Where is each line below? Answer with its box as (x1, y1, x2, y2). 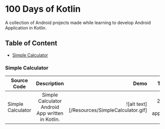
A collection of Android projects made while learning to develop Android (5, 20, 151, 26)
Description (36, 80, 64, 87)
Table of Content (5, 39, 57, 48)
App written (36, 110, 64, 117)
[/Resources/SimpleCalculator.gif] (68, 107, 147, 114)
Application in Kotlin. (5, 25, 47, 30)
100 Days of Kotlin (5, 3, 81, 15)
